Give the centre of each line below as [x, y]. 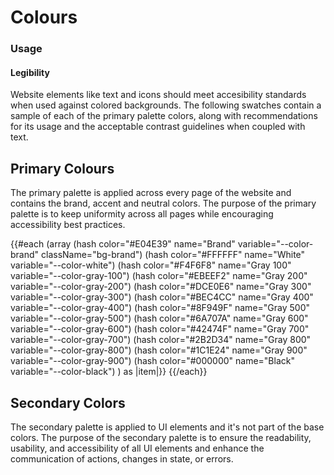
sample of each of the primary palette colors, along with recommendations [164, 116]
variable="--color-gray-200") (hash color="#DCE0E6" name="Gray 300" [161, 287]
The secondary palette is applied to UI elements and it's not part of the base [167, 427]
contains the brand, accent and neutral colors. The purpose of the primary [163, 203]
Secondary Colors [68, 402]
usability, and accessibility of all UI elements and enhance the [137, 448]
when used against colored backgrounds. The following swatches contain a [166, 105]
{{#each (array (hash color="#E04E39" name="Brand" [123, 244]
